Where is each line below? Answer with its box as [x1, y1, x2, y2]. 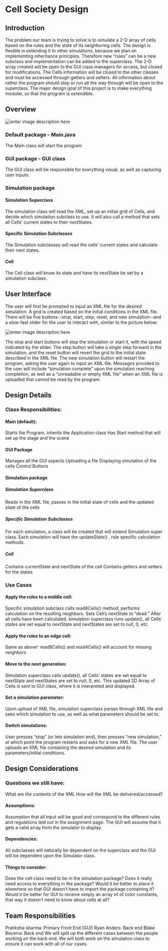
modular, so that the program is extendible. [5, 91, 94, 96]
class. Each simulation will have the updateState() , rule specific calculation [5, 534, 160, 540]
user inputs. [5, 172, 30, 178]
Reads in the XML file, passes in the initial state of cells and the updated [5, 499, 154, 505]
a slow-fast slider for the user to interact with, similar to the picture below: [5, 319, 158, 325]
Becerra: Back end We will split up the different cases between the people [5, 930, 158, 936]
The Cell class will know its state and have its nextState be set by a [5, 270, 143, 276]
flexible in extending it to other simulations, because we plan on [5, 48, 137, 53]
